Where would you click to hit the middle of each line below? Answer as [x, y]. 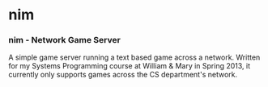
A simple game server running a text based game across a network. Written [134, 57]
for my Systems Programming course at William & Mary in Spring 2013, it [130, 66]
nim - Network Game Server [65, 40]
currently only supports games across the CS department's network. [123, 75]
